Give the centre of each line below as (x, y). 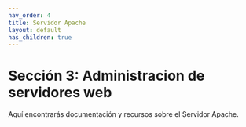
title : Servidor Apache (47, 23)
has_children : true (40, 37)
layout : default (35, 30)
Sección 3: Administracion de (106, 76)
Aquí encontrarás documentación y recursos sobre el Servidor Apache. (123, 114)
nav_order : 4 (29, 15)
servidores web (60, 93)
